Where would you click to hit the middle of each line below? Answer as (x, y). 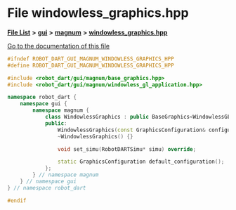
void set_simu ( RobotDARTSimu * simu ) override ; (127, 149)
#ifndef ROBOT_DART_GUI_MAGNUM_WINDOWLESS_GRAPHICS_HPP (91, 59)
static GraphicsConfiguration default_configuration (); (141, 162)
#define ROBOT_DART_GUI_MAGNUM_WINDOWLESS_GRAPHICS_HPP (91, 65)
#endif (17, 201)
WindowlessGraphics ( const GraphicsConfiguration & (131, 130)
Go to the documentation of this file (59, 46)
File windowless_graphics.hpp (98, 13)
